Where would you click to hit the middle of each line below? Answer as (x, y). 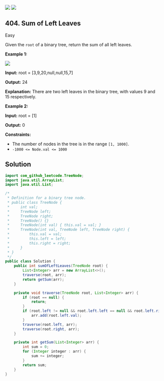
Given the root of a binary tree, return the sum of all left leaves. (69, 44)
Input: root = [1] (21, 115)
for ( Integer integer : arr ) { (54, 352)
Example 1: (16, 54)
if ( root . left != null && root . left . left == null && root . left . (89, 311)
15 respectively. (21, 96)
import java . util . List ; (29, 185)
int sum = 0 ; (36, 347)
